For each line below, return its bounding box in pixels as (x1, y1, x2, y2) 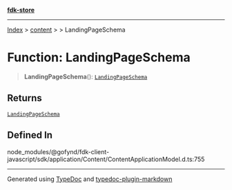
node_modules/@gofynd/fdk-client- (7, 147, 109, 156)
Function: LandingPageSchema (7, 50, 191, 65)
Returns (7, 92, 43, 104)
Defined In (7, 129, 53, 141)
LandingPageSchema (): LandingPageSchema (23, 72, 148, 81)
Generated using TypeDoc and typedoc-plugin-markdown (7, 175, 173, 183)
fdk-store (7, 6, 35, 14)
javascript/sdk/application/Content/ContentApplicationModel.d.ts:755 (7, 155, 205, 163)
